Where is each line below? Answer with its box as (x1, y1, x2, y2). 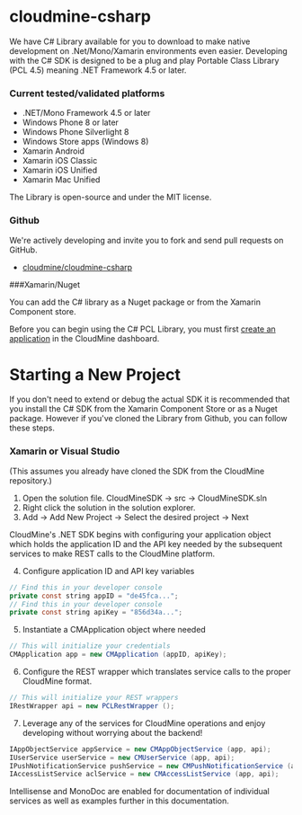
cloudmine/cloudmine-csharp (22, 261, 133, 272)
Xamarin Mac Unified (22, 174, 101, 185)
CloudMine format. (22, 676, 93, 687)
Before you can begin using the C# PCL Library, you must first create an (9, 323, 276, 334)
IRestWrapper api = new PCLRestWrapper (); (9, 701, 175, 711)
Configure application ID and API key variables (22, 565, 195, 576)
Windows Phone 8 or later (22, 117, 120, 128)
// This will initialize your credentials (9, 642, 171, 651)
